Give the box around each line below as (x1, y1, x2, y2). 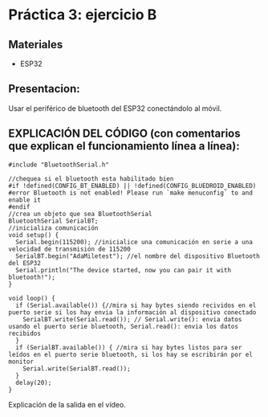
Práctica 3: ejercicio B (8, 6, 157, 24)
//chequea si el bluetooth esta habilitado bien (8, 174, 174, 182)
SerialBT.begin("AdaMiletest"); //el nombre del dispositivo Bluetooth (15, 251, 261, 260)
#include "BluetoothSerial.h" (8, 161, 110, 169)
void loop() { (8, 294, 56, 302)
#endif (8, 202, 30, 211)
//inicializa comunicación (8, 223, 99, 232)
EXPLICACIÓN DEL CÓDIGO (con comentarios (8, 127, 241, 141)
